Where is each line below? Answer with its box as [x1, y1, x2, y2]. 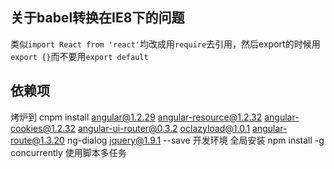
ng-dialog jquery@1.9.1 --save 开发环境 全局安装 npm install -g [66, 134, 325, 146]
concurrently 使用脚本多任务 [10, 146, 127, 158]
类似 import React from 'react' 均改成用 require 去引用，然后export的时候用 [10, 38, 321, 50]
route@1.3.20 [10, 134, 65, 146]
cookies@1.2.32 [10, 122, 77, 134]
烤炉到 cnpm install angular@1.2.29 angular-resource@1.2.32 [10, 111, 263, 123]
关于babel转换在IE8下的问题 [10, 9, 185, 27]
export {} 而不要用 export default [10, 50, 149, 62]
